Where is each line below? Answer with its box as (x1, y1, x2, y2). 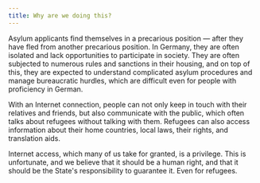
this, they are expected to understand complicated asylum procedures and (8, 67, 253, 76)
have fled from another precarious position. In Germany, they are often (8, 41, 240, 52)
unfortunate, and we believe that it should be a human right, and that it (8, 157, 239, 167)
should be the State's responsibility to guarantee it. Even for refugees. (8, 165, 238, 175)
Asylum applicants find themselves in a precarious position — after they (8, 33, 244, 43)
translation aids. (8, 133, 61, 143)
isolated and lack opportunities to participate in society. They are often (8, 50, 240, 60)
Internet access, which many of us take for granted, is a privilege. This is (8, 149, 246, 158)
